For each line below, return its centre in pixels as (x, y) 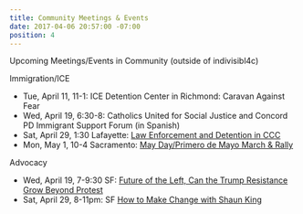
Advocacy (28, 163)
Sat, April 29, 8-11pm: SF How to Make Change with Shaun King (142, 200)
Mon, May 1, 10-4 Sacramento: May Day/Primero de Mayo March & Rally (158, 145)
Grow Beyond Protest (63, 190)
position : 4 (32, 35)
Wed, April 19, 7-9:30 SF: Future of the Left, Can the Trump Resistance (155, 180)
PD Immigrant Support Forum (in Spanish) (101, 125)
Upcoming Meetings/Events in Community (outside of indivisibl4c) (134, 61)
